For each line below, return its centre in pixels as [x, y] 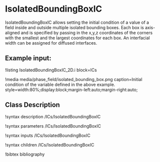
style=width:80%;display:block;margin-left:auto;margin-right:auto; [72, 89]
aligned [13, 32]
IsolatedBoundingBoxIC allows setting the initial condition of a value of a [77, 22]
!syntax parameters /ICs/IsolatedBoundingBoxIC [53, 126]
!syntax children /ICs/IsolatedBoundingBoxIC [50, 145]
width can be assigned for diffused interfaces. [51, 43]
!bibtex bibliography [25, 154]
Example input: [28, 58]
